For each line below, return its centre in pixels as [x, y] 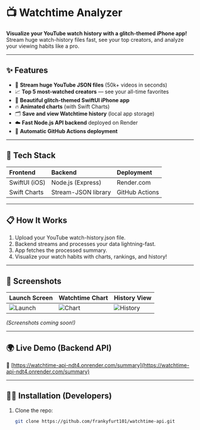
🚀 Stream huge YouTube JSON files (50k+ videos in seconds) [91, 85]
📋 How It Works [37, 220]
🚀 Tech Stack [31, 156]
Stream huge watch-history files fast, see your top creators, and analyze [95, 39]
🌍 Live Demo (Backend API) [59, 348]
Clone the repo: [34, 410]
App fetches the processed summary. [61, 250]
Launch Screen [31, 298]
